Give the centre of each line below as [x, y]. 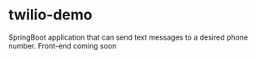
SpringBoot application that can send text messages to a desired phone [128, 37]
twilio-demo [50, 15]
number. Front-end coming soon [63, 45]
